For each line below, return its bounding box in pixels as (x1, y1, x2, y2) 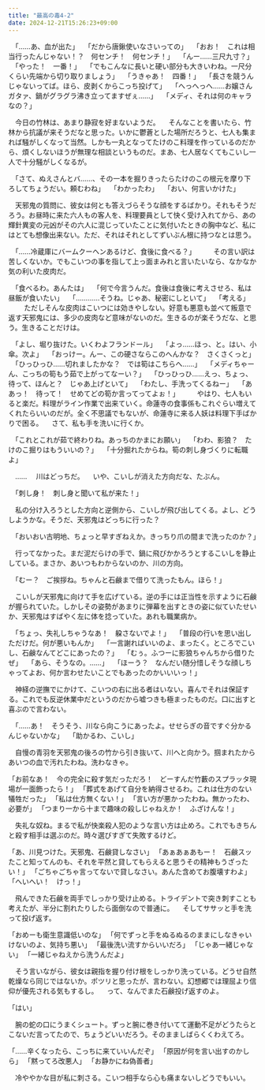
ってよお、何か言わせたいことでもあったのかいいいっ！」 (14, 667, 201, 677)
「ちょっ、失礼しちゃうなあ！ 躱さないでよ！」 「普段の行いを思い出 (14, 628, 245, 637)
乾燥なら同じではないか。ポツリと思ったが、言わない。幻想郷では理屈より (8, 976, 250, 986)
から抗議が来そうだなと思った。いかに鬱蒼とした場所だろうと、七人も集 (14, 127, 250, 136)
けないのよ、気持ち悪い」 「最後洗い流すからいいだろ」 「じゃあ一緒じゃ (8, 939, 247, 949)
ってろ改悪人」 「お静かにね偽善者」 (37, 1056, 158, 1066)
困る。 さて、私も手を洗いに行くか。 (21, 418, 148, 427)
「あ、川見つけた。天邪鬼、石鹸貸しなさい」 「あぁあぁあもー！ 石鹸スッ (8, 847, 252, 857)
